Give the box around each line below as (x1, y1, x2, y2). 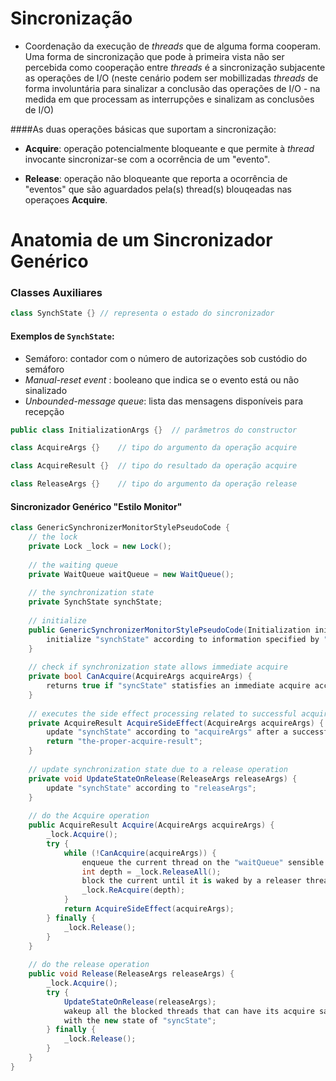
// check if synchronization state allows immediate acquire (28, 662, 288, 672)
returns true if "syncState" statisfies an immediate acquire (46, 681, 311, 691)
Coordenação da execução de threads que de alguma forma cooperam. (24, 40, 321, 52)
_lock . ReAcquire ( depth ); (81, 885, 186, 896)
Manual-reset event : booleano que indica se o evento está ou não (24, 373, 300, 386)
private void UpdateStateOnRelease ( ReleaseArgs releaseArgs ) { (28, 773, 298, 784)
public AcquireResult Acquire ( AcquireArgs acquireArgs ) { (28, 820, 275, 831)
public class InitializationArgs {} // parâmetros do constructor (10, 425, 298, 435)
